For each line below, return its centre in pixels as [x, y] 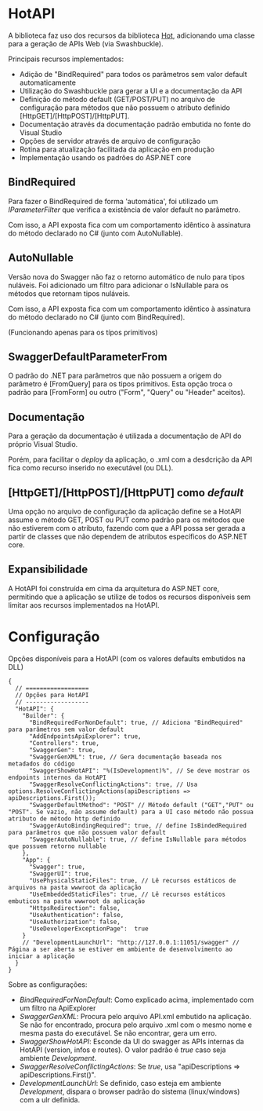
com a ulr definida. [50, 1099]
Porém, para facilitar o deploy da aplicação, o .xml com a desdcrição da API [130, 459]
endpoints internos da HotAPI [58, 777]
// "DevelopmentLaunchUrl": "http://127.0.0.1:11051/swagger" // [131, 942]
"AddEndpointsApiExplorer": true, [85, 736]
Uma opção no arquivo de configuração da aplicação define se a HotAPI [125, 512]
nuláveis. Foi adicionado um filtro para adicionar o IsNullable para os [118, 285]
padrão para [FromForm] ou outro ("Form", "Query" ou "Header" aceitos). [127, 393]
